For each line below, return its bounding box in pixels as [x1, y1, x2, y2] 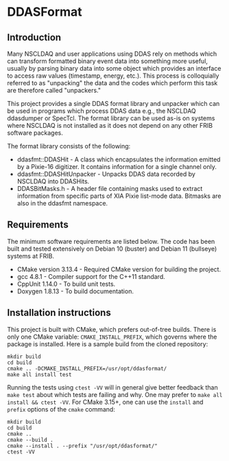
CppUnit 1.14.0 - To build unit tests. [16, 280, 116, 288]
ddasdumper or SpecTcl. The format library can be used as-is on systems [7, 114, 215, 122]
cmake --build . [7, 436, 53, 443]
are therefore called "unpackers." [7, 87, 101, 94]
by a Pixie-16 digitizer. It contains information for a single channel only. [16, 163, 217, 170]
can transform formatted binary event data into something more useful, [7, 57, 208, 65]
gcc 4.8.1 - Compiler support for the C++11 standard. [16, 272, 166, 280]
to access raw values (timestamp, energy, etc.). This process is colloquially [7, 71, 219, 80]
